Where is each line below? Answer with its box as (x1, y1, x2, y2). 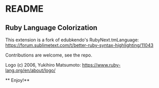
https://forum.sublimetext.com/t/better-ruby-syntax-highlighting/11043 (5, 42, 154, 48)
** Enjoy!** (5, 77, 30, 83)
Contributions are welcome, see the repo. (5, 52, 93, 58)
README (5, 3, 44, 15)
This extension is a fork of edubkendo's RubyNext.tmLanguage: (5, 37, 139, 43)
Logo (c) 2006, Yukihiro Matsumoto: (5, 62, 81, 68)
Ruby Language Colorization (5, 23, 98, 32)
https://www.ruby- (82, 62, 121, 68)
